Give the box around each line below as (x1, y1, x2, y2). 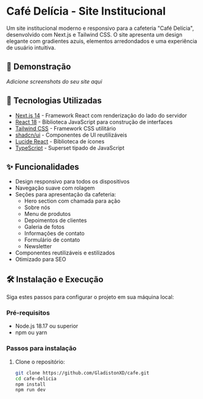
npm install (15, 381, 46, 387)
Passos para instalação (6, 344, 77, 353)
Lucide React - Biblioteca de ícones (15, 137, 105, 145)
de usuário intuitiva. (6, 44, 56, 51)
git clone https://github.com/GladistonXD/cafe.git (15, 370, 149, 376)
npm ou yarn (15, 329, 48, 336)
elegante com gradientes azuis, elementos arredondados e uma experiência (6, 37, 198, 45)
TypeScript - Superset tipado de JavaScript (15, 144, 125, 151)
